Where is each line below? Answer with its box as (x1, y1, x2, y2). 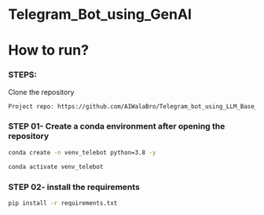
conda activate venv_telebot (8, 162, 104, 170)
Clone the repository (8, 87, 75, 97)
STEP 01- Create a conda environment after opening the (8, 121, 225, 132)
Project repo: (8, 102, 55, 111)
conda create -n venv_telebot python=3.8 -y (8, 148, 156, 156)
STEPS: (8, 69, 38, 80)
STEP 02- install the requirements (8, 181, 140, 192)
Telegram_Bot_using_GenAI (8, 5, 192, 24)
